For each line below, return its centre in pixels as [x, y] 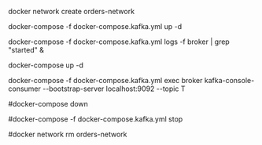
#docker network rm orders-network [68, 134]
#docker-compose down [48, 104]
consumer [25, 89]
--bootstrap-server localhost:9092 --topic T [114, 89]
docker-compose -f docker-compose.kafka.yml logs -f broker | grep [119, 42]
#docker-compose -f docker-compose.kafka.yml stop [96, 119]
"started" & [26, 50]
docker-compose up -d [46, 65]
